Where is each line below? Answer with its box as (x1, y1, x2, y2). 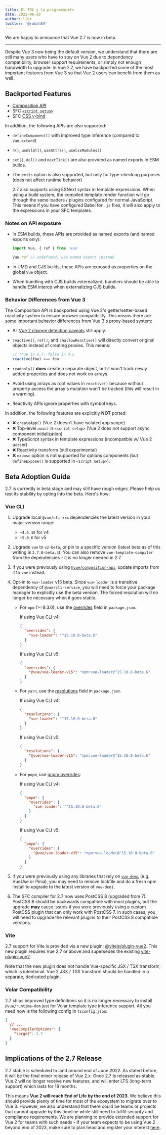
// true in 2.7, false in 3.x (12, 352, 75, 357)
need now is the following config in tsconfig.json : (5, 1008, 108, 1014)
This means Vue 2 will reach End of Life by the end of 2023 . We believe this (5, 1092, 161, 1099)
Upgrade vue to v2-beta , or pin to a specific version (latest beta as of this (12, 544, 161, 550)
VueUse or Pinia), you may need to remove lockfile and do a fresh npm (12, 879, 157, 885)
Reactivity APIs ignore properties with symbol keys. (12, 400, 117, 406)
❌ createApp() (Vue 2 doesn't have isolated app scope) (12, 420, 125, 426)
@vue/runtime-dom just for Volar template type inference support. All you (5, 1003, 151, 1009)
